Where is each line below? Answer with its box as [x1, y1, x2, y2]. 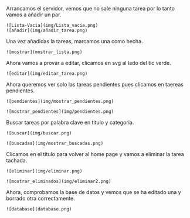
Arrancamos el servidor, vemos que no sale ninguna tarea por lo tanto [6, 5, 175, 12]
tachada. [6, 157, 28, 164]
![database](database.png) [6, 206, 72, 212]
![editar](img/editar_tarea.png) [6, 71, 88, 77]
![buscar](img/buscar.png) [6, 130, 72, 136]
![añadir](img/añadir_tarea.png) [6, 27, 88, 33]
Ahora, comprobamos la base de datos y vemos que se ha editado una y [6, 189, 181, 195]
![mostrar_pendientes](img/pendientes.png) [6, 109, 114, 115]
